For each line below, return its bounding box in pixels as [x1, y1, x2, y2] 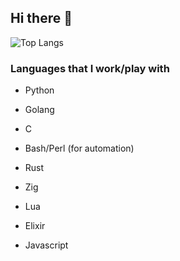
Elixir [24, 220, 46, 232]
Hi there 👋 [10, 10, 73, 27]
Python [24, 84, 55, 96]
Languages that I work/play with [10, 61, 170, 75]
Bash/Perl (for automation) [24, 142, 135, 155]
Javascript [24, 239, 69, 251]
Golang [24, 104, 55, 116]
